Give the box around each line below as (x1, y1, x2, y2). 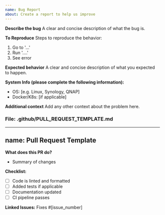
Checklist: (5, 168, 27, 174)
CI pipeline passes (12, 194, 50, 200)
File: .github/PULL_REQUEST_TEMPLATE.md (5, 116, 113, 123)
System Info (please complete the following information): (5, 79, 124, 85)
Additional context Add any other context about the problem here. (5, 103, 140, 109)
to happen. (5, 69, 27, 75)
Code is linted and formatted (12, 178, 70, 184)
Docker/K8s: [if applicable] (12, 94, 67, 100)
